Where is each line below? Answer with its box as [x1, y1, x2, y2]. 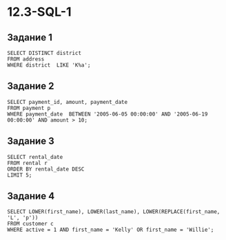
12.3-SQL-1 [7, 4, 72, 20]
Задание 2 [7, 80, 54, 92]
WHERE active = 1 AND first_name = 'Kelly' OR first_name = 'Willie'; [7, 226, 214, 234]
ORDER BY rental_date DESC [7, 166, 85, 173]
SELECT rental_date [7, 153, 63, 160]
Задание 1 [7, 32, 53, 43]
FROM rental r [7, 160, 48, 166]
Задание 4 [7, 190, 55, 202]
